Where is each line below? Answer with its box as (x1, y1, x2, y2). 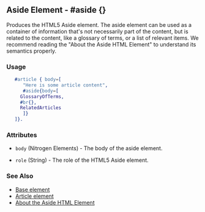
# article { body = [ (14, 77, 62, 83)
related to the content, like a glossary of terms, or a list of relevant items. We (6, 34, 199, 42)
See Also (6, 172, 34, 180)
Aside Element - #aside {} (6, 5, 106, 15)
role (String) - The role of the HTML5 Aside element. (15, 156, 149, 164)
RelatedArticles (20, 105, 62, 111)
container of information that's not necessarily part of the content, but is (6, 28, 188, 35)
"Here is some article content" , (22, 82, 108, 88)
